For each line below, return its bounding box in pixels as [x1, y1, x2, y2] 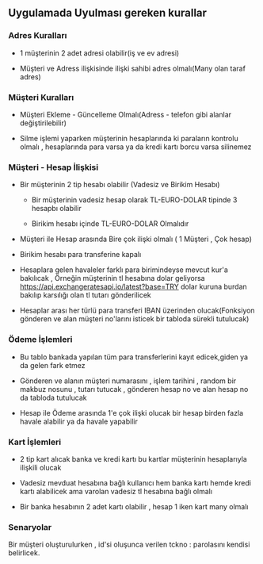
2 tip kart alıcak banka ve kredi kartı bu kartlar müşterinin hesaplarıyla [19, 454, 247, 463]
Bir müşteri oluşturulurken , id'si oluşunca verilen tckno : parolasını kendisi [8, 539, 250, 550]
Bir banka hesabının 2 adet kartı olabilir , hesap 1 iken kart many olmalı [19, 501, 249, 511]
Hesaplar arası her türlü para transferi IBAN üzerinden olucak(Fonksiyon [19, 305, 255, 316]
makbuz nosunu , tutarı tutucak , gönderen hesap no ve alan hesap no [19, 384, 249, 393]
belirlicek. [8, 548, 40, 558]
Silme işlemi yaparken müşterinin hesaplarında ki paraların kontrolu [19, 133, 239, 143]
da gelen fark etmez [19, 360, 86, 370]
